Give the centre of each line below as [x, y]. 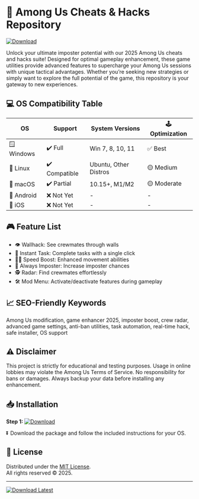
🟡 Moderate [164, 183]
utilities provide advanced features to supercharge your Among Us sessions [99, 65]
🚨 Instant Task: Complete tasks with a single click [75, 253]
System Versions [115, 128]
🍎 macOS [22, 184]
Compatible [62, 173]
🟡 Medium [162, 167]
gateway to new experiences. [42, 84]
